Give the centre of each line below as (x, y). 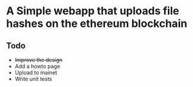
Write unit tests (33, 79)
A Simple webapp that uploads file (93, 11)
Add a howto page (38, 66)
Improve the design (38, 60)
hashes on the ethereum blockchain (97, 24)
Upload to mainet (36, 72)
